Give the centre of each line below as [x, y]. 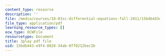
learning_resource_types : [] [35, 28]
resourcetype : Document [29, 37]
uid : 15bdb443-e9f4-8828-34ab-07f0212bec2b [50, 46]
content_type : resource [29, 9]
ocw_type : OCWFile [24, 32]
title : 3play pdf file [28, 41]
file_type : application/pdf [34, 23]
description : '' [22, 14]
